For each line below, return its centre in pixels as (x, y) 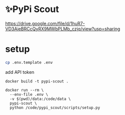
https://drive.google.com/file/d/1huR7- (45, 23)
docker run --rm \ (24, 90)
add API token (20, 72)
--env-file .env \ (29, 94)
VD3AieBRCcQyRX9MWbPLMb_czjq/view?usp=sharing (63, 29)
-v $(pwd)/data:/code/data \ (40, 99)
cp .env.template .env (29, 62)
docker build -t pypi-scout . (37, 81)
